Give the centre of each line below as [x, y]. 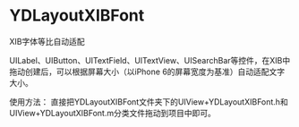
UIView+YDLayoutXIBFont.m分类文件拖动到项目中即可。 [113, 113]
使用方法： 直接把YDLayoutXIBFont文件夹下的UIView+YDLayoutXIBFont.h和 [149, 102]
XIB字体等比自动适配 [47, 41]
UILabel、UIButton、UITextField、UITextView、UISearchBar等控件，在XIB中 [150, 60]
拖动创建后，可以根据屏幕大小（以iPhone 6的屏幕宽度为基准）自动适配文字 [147, 72]
